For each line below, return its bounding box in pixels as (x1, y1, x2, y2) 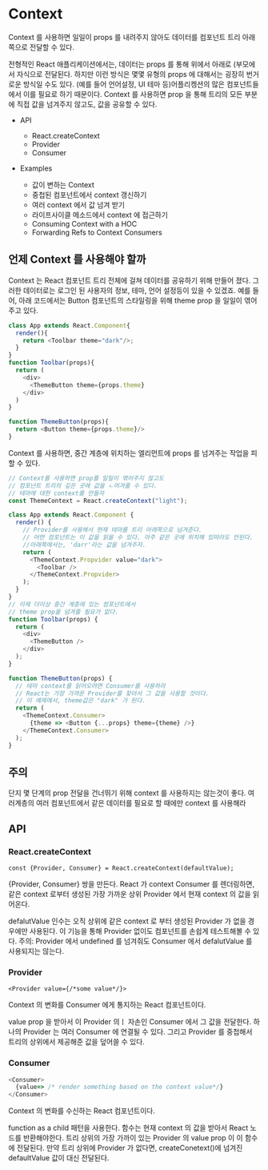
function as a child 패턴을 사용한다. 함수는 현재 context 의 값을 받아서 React (8, 1123, 249, 1133)
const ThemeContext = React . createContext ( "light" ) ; (8, 497, 188, 505)
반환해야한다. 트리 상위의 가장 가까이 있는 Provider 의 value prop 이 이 (22, 1133, 243, 1143)
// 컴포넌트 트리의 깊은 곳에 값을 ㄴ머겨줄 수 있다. (8, 481, 158, 489)
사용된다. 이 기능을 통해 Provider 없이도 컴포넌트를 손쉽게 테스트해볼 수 (29, 927, 252, 935)
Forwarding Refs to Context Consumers (31, 227, 162, 237)
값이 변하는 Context (31, 179, 94, 189)
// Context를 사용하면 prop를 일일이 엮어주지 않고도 (8, 474, 165, 482)
